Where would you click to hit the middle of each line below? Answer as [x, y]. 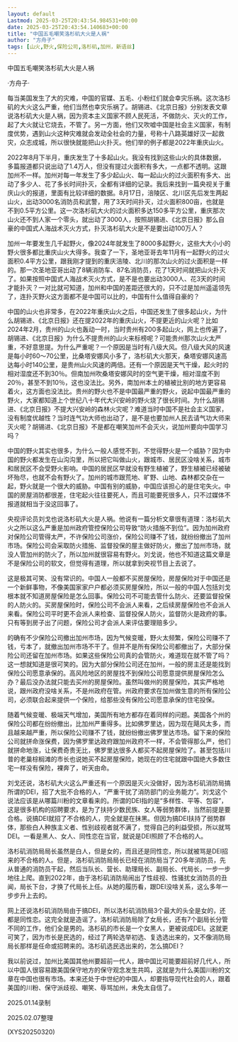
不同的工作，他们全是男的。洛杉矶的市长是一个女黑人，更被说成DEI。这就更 [118, 928]
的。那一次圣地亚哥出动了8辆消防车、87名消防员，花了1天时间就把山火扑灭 [117, 270]
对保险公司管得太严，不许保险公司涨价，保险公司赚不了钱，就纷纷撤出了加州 [119, 537]
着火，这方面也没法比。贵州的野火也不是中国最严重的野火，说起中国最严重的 [119, 391]
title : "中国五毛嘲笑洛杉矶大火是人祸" [58, 34]
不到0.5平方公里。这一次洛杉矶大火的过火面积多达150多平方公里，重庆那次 [116, 211]
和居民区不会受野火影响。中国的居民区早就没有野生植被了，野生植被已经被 [116, 468]
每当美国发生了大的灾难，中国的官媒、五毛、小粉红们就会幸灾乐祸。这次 [113, 98]
